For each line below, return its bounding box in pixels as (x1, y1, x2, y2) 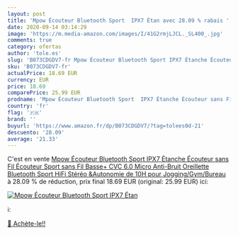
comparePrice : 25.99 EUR (7, 89, 81, 96)
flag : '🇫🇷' (7, 109, 42, 116)
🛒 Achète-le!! (7, 219, 46, 228)
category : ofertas (7, 43, 62, 50)
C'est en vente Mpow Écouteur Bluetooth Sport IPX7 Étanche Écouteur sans (7, 155, 229, 164)
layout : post (7, 10, 46, 18)
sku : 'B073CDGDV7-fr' (7, 63, 72, 70)
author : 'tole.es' (7, 50, 62, 57)
